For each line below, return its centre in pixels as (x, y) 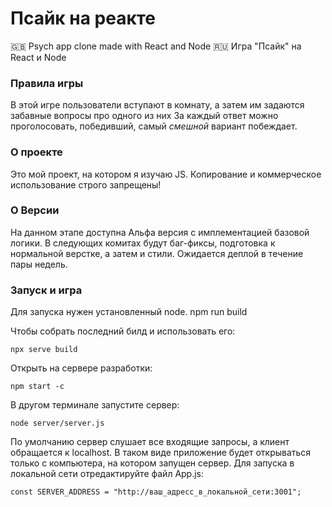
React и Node (38, 57)
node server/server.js (57, 423)
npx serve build (44, 350)
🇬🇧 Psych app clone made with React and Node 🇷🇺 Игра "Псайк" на (156, 46)
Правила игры (47, 83)
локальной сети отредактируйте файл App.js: (107, 474)
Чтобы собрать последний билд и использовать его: (123, 331)
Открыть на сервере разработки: (81, 368)
